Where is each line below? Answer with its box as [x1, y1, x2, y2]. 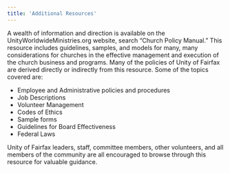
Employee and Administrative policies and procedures [17, 86, 171, 94]
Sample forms [17, 115, 57, 124]
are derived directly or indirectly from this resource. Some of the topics [7, 65, 209, 73]
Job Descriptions [17, 93, 66, 102]
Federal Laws [17, 130, 56, 138]
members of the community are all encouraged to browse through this [7, 150, 207, 159]
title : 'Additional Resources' [7, 10, 97, 17]
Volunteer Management [17, 100, 84, 108]
